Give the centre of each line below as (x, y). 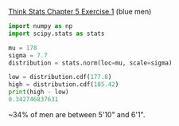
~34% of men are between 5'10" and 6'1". (77, 114)
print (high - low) (39, 92)
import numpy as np (41, 26)
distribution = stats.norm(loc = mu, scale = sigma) (90, 63)
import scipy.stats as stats (56, 33)
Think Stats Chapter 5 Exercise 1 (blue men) (80, 12)
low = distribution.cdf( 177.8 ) (60, 77)
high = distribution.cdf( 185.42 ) (64, 85)
